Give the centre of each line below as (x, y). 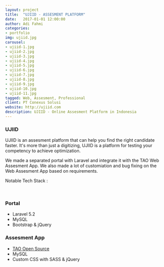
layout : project (22, 10)
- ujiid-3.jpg (20, 56)
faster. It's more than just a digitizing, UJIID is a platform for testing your (79, 146)
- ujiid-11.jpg (21, 93)
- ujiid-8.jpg (20, 79)
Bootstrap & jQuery (32, 225)
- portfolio (17, 33)
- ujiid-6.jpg (20, 70)
